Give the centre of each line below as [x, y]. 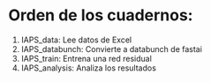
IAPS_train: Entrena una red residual [86, 58]
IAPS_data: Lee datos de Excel [76, 40]
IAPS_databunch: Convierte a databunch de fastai [111, 48]
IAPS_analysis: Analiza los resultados [88, 68]
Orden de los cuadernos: [101, 15]
